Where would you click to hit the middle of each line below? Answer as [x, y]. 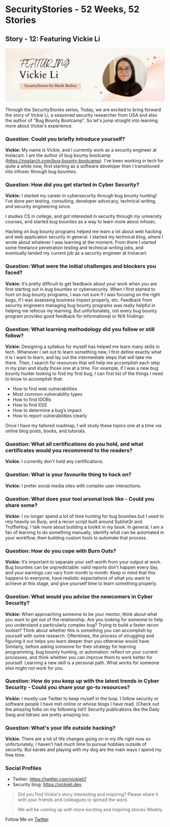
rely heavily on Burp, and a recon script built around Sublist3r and [74, 522]
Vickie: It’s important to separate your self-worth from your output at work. [83, 562]
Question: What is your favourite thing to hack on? [68, 474]
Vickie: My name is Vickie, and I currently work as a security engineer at [81, 150]
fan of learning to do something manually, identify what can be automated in [85, 532]
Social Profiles [23, 768]
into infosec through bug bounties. [41, 171]
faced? [14, 272]
